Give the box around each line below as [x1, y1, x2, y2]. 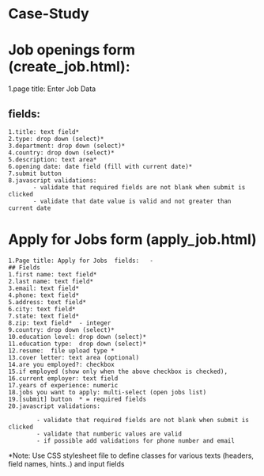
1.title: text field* [8, 128, 80, 135]
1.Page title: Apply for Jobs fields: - [8, 257, 154, 265]
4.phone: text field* [8, 291, 80, 299]
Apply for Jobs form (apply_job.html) [8, 230, 257, 249]
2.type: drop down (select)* [8, 135, 104, 143]
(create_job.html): [8, 58, 130, 76]
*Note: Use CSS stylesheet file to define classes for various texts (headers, [8, 451, 255, 460]
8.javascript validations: [8, 176, 97, 185]
